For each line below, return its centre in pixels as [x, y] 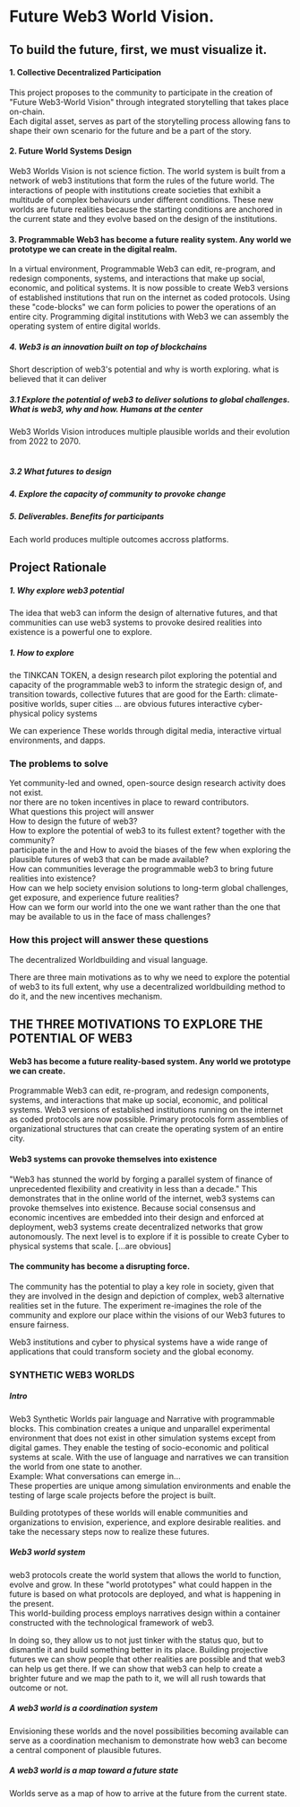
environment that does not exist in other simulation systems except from [142, 1438]
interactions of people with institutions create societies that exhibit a [135, 190]
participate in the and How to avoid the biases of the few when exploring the [150, 850]
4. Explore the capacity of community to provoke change [118, 494]
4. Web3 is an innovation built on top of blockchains [108, 347]
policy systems [69, 714]
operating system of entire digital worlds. [85, 326]
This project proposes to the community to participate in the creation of [141, 93]
